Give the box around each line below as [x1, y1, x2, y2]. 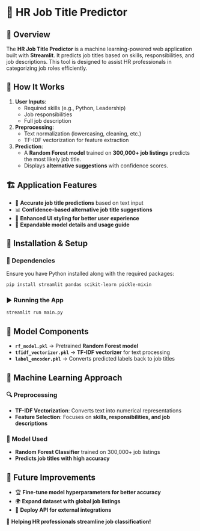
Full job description [23, 117, 71, 124]
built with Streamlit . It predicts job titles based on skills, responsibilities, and [6, 52, 195, 59]
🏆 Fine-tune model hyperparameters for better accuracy [14, 488, 161, 495]
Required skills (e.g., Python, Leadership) [23, 104, 126, 111]
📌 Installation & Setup [6, 238, 88, 249]
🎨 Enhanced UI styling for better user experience [14, 214, 139, 222]
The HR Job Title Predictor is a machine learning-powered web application [6, 45, 192, 52]
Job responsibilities [23, 111, 73, 118]
